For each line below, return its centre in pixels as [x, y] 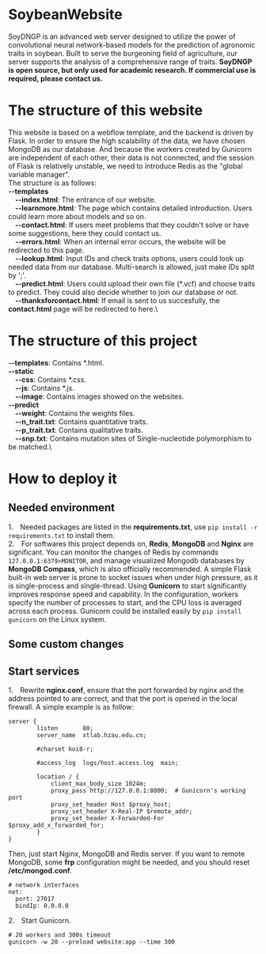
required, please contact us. [55, 78]
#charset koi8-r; [65, 749]
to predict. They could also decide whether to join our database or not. [123, 292]
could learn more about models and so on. [77, 216]
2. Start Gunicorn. [40, 921]
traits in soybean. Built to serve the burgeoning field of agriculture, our [123, 53]
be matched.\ [30, 447]
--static [21, 371]
